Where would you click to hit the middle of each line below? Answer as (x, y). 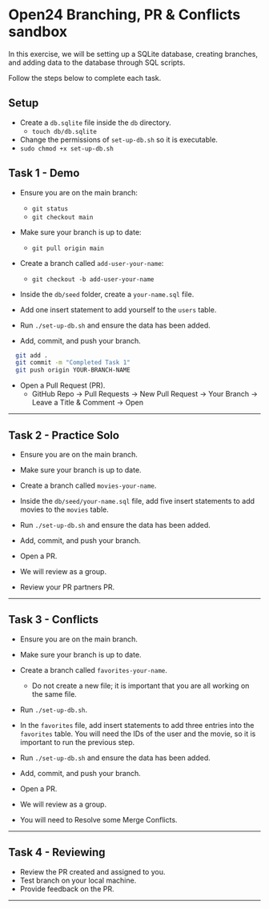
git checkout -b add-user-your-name (93, 279)
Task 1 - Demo (44, 173)
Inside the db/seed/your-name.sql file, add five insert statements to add (137, 501)
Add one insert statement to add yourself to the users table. (118, 309)
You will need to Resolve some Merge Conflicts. (98, 819)
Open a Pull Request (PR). (62, 385)
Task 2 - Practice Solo (64, 435)
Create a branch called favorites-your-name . (94, 670)
